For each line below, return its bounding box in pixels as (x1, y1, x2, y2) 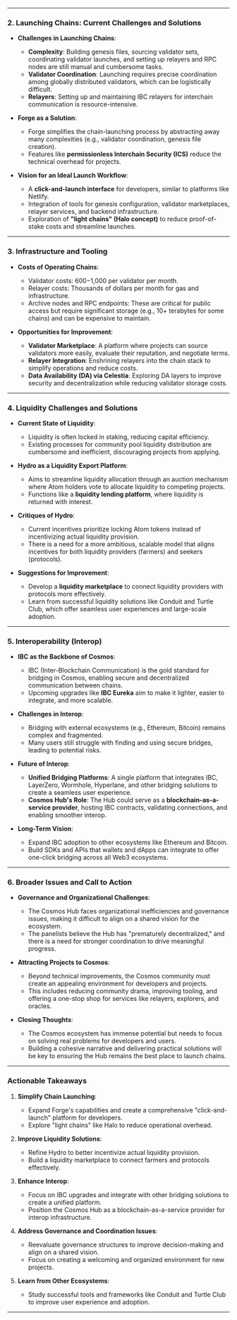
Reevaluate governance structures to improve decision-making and (28, 1240, 224, 1249)
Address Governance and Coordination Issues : (17, 1226, 158, 1235)
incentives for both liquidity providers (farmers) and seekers (28, 547, 203, 556)
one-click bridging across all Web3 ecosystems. (28, 853, 169, 862)
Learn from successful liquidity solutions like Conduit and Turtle (28, 597, 214, 606)
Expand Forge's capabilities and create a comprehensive (28, 1105, 193, 1114)
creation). (28, 143, 56, 151)
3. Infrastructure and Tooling (7, 246, 108, 256)
